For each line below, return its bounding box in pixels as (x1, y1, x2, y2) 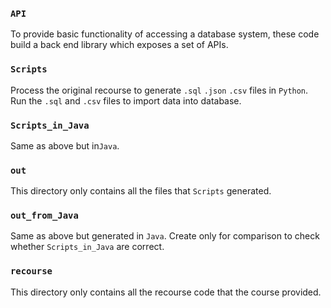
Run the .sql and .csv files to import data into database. (10, 94, 242, 107)
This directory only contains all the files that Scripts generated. (10, 185, 272, 197)
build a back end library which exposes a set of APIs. (10, 39, 229, 51)
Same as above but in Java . (10, 139, 120, 152)
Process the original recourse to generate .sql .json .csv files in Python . (10, 84, 309, 96)
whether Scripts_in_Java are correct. (10, 241, 165, 253)
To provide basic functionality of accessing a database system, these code (10, 28, 320, 40)
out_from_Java (10, 210, 79, 222)
